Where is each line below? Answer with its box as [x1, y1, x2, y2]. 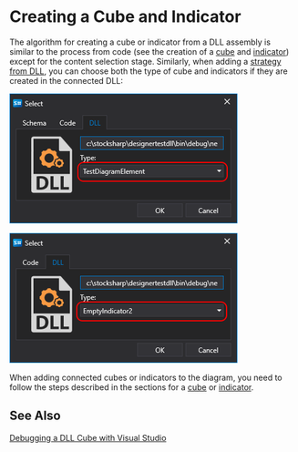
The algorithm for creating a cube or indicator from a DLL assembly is [9, 36, 272, 47]
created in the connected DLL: [9, 75, 124, 86]
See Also [9, 408, 61, 424]
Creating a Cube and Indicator [9, 6, 241, 27]
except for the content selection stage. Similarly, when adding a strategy [9, 56, 282, 67]
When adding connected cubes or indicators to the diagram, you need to [9, 372, 283, 383]
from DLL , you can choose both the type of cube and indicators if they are [9, 66, 289, 77]
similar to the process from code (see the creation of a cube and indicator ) [9, 46, 290, 56]
